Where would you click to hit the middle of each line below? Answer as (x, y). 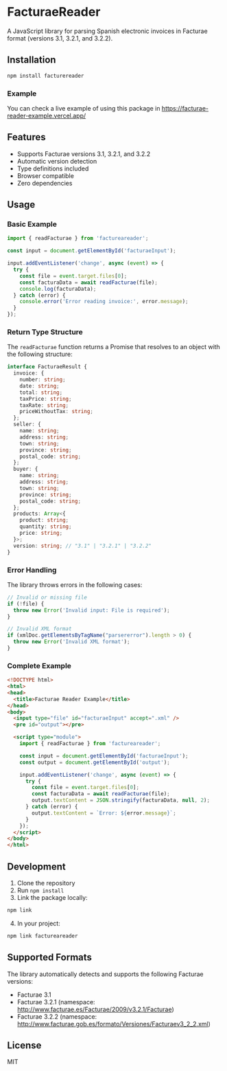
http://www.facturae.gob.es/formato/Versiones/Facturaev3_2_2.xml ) (114, 1024)
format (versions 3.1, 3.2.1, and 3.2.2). (60, 38)
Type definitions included (53, 168)
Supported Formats (50, 957)
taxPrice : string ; (46, 399)
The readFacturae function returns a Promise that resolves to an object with (114, 347)
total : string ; (41, 393)
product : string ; (44, 520)
